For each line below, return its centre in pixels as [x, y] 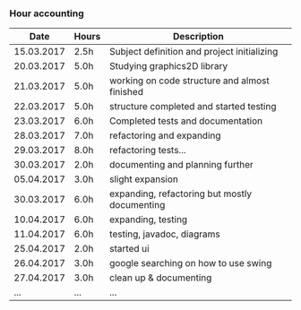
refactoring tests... [147, 151]
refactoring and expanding [165, 135]
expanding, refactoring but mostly [181, 194]
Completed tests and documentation [186, 121]
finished [126, 92]
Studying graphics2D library [168, 66]
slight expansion [144, 179]
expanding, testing [148, 220]
